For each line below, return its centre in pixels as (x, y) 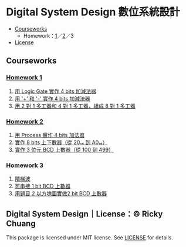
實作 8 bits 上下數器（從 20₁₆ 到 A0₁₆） (61, 142)
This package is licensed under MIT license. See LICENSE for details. (89, 238)
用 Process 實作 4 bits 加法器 (50, 135)
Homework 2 (25, 121)
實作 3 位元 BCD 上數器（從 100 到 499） (64, 149)
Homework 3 (25, 165)
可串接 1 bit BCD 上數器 (43, 186)
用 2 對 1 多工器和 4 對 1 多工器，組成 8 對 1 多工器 (75, 106)
